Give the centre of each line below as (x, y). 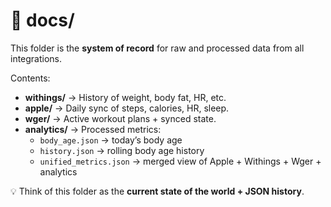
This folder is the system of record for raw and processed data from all (157, 48)
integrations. (36, 58)
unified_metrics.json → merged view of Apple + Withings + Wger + (180, 161)
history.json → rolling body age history (122, 150)
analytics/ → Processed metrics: (93, 129)
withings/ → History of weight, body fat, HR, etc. (125, 97)
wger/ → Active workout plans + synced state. (120, 118)
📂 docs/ (42, 20)
